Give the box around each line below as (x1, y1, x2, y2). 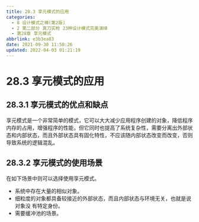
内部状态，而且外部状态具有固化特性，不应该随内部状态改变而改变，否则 (16, 131, 193, 139)
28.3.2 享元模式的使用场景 (6, 158, 103, 168)
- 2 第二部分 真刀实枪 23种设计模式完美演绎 (11, 25, 108, 31)
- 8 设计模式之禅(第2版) (11, 20, 66, 25)
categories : (6, 14, 36, 20)
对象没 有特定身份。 (14, 202, 63, 209)
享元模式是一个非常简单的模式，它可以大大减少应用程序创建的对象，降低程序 (6, 117, 193, 124)
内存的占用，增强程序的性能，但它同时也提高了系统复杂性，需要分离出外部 (6, 124, 188, 131)
